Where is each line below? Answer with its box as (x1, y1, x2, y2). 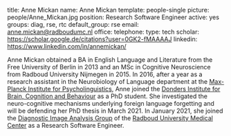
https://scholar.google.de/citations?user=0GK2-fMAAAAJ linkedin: (7, 35, 198, 43)
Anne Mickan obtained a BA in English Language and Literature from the (7, 56, 213, 64)
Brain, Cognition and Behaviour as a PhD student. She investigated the (7, 92, 207, 100)
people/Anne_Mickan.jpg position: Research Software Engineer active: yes (7, 13, 220, 21)
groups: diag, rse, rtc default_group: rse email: (7, 21, 140, 28)
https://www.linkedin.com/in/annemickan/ (7, 43, 127, 50)
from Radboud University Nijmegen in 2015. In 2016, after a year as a (7, 70, 203, 78)
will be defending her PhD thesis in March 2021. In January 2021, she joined (7, 106, 223, 115)
